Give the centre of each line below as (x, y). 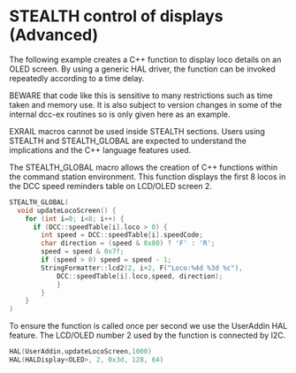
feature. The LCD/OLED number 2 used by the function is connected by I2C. (148, 335)
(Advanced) (54, 35)
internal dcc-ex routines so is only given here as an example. (120, 114)
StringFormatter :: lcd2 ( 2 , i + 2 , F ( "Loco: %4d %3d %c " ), (142, 268)
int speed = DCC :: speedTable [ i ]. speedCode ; (122, 235)
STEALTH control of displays (116, 16)
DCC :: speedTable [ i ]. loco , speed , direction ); (140, 276)
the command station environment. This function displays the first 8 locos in (148, 176)
